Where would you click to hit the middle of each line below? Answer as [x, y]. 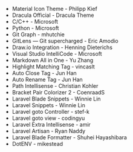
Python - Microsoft [35, 28]
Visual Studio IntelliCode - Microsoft [57, 54]
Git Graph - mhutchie [38, 35]
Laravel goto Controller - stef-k [50, 112]
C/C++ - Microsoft [35, 21]
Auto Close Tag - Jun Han [44, 73]
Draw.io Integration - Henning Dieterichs [62, 47]
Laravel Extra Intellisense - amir [51, 124]
